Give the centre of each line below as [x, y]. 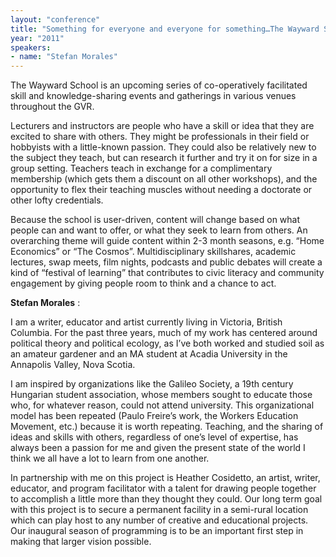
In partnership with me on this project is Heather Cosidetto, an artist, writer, [165, 478]
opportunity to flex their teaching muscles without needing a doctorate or [161, 190]
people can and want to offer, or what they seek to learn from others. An [159, 230]
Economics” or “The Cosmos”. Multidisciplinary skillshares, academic [153, 252]
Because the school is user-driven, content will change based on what [155, 220]
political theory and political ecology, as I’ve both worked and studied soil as [167, 343]
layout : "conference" [55, 19]
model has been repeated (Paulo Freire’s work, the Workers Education [154, 416]
